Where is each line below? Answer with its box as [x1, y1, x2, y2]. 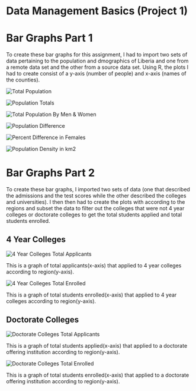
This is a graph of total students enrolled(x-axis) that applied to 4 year [6, 291, 177, 298]
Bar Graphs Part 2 [6, 166, 95, 179]
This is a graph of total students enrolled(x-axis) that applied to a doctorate [6, 371, 189, 379]
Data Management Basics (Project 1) [6, 4, 188, 18]
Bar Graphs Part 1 [6, 31, 93, 45]
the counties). [6, 76, 40, 84]
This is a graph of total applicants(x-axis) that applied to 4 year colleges [6, 261, 182, 269]
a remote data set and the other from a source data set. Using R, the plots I [6, 64, 188, 71]
